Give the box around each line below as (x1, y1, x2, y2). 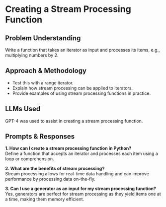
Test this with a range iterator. (12, 79, 74, 85)
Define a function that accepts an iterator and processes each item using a (5, 150, 158, 157)
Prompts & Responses (5, 133, 75, 141)
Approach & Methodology (5, 67, 87, 75)
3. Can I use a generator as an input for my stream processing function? (5, 186, 157, 192)
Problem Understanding (5, 34, 81, 42)
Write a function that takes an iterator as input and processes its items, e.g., (5, 47, 160, 53)
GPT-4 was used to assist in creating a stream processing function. (5, 118, 143, 124)
